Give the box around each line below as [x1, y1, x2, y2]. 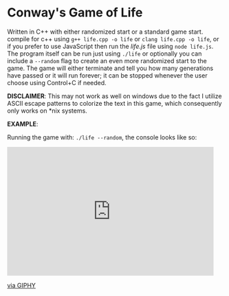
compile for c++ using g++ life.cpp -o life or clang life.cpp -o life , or [7, 34, 219, 43]
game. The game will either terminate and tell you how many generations [7, 64, 214, 72]
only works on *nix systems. [7, 106, 87, 115]
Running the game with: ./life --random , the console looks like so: [7, 133, 197, 141]
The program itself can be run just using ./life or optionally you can [7, 49, 202, 58]
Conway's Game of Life [7, 5, 143, 21]
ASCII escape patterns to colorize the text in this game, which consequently [7, 99, 222, 107]
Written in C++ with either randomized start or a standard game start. [7, 27, 204, 36]
